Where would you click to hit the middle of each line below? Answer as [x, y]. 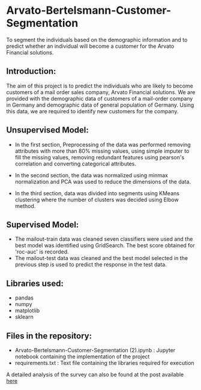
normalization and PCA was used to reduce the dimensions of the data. [103, 182]
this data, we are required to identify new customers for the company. [92, 111]
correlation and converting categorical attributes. [76, 164]
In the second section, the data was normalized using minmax [91, 175]
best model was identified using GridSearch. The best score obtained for [105, 246]
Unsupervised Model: [47, 130]
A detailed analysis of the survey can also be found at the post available [95, 374]
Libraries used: [35, 283]
